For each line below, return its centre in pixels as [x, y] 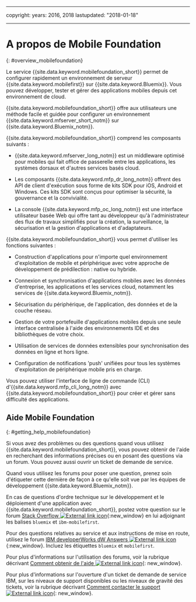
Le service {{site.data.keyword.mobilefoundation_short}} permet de [87, 71]
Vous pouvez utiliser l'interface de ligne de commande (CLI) [78, 380]
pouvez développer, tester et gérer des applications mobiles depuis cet [92, 90]
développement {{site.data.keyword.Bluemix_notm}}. [69, 486]
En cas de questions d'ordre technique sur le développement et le [85, 497]
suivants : [17, 144]
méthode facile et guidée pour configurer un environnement [78, 114]
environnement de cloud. [36, 97]
